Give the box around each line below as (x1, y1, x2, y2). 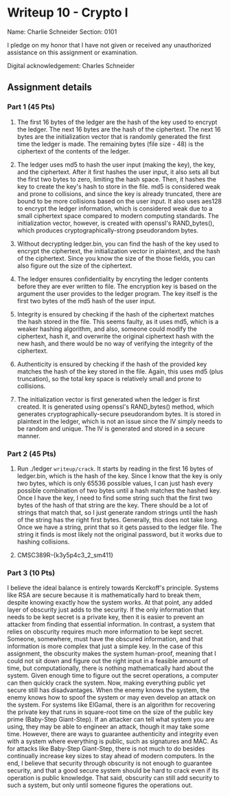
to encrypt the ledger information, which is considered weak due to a (16, 204, 213, 213)
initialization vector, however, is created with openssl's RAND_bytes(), (16, 219, 215, 227)
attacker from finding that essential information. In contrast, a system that (7, 621, 215, 629)
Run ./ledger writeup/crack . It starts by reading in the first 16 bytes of (16, 464, 214, 473)
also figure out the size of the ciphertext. (16, 261, 133, 270)
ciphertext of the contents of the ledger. (16, 147, 130, 155)
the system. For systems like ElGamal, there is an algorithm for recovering (7, 700, 216, 709)
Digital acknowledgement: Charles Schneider (7, 61, 135, 69)
